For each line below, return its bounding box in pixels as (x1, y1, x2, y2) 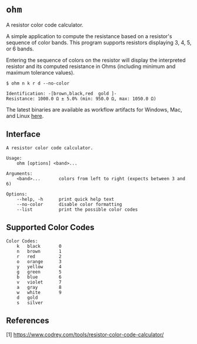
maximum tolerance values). (6, 69, 75, 76)
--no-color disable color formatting (16, 201, 122, 207)
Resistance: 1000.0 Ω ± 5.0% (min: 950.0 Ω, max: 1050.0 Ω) (6, 96, 157, 102)
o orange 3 (16, 258, 62, 265)
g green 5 (16, 269, 62, 275)
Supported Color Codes (6, 222, 95, 232)
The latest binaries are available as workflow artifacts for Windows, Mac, (6, 106, 182, 113)
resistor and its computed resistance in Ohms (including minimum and (6, 63, 176, 70)
